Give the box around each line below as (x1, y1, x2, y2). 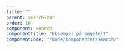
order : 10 (6, 20, 31, 26)
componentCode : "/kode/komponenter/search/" (6, 36, 120, 42)
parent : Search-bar (6, 14, 55, 20)
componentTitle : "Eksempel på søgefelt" (6, 31, 109, 37)
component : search (6, 25, 52, 32)
